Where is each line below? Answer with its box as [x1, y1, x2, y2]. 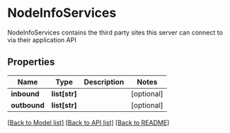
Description [84, 77, 125, 87]
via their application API [7, 35, 76, 44]
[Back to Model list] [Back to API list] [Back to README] [7, 118, 170, 127]
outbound [11, 100, 45, 110]
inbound [11, 89, 40, 99]
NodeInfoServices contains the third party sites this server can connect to [7, 28, 223, 37]
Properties [7, 56, 55, 68]
